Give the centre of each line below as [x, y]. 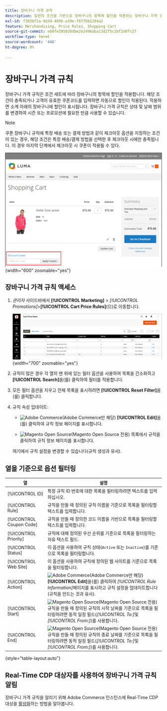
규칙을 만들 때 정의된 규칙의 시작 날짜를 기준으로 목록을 [100, 608]
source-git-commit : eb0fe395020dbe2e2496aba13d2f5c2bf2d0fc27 [71, 32]
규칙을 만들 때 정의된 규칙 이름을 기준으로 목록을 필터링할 [102, 505]
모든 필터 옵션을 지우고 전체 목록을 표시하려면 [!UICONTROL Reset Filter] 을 [86, 390]
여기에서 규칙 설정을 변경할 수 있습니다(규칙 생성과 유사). [67, 451]
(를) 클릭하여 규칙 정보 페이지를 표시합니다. [61, 424]
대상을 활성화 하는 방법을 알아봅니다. [40, 704]
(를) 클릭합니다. [27, 397]
